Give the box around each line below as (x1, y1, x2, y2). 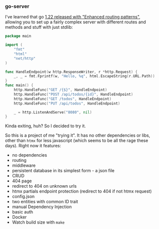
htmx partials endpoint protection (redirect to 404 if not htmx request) (12, 188, 152, 194)
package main (5, 34, 32, 39)
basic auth (12, 209, 33, 215)
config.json (12, 194, 35, 199)
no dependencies (12, 152, 48, 158)
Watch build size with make (12, 219, 65, 225)
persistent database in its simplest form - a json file (12, 168, 115, 174)
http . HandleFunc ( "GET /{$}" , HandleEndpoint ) (14, 88, 108, 92)
